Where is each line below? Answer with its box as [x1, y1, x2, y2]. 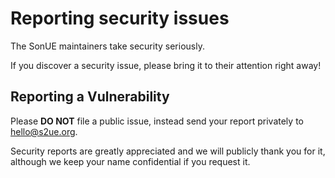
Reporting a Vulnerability [10, 88, 170, 106]
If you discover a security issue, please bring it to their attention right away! [10, 59, 322, 71]
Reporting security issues [10, 7, 230, 30]
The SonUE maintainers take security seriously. [10, 40, 205, 52]
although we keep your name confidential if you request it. [10, 155, 251, 167]
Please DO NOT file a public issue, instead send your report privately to [10, 115, 304, 127]
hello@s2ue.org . [10, 125, 78, 137]
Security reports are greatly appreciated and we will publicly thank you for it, [10, 145, 326, 157]
